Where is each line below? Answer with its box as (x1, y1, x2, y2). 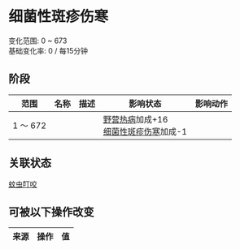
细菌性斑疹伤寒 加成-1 (103, 126, 187, 137)
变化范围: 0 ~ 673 (8, 36, 68, 45)
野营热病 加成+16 (103, 114, 168, 125)
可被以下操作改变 (8, 204, 94, 219)
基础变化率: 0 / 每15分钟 (8, 45, 88, 55)
